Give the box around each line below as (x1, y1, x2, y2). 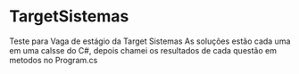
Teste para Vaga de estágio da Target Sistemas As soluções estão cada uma (9, 36, 291, 46)
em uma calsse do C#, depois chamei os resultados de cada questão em (9, 45, 277, 55)
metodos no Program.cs (9, 54, 98, 65)
